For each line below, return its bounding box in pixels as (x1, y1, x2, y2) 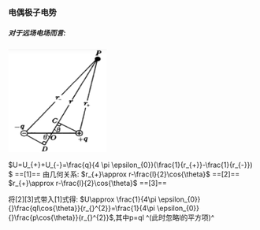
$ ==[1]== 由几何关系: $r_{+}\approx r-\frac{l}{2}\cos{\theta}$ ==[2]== (8, 169, 240, 179)
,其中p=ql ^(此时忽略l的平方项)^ (113, 213, 215, 222)
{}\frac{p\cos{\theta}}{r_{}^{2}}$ (8, 213, 114, 222)
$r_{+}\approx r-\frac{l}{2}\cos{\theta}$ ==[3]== (8, 178, 168, 187)
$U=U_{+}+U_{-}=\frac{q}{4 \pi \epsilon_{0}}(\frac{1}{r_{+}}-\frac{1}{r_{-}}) (8, 160, 254, 169)
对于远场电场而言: (8, 28, 66, 37)
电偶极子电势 (8, 6, 58, 17)
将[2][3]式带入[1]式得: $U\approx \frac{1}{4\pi (8, 195, 157, 204)
